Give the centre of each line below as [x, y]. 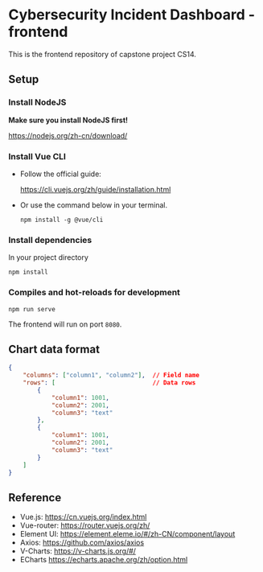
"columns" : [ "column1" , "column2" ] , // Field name [111, 376]
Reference [35, 498]
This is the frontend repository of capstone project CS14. [103, 54]
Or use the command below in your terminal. [94, 205]
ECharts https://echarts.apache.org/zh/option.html [104, 560]
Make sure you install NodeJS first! [68, 120]
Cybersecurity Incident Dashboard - [132, 15]
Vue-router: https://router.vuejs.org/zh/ [85, 525]
